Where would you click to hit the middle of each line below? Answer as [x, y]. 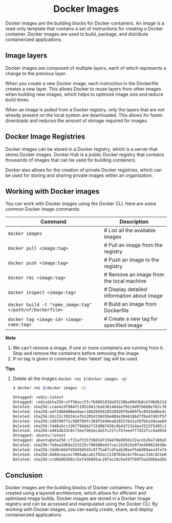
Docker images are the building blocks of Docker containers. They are [79, 488]
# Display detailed [126, 289]
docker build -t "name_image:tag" [50, 305]
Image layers [26, 56]
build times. [17, 99]
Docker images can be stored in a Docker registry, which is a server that [81, 149]
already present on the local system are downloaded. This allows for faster [84, 115]
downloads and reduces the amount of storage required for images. [77, 120]
